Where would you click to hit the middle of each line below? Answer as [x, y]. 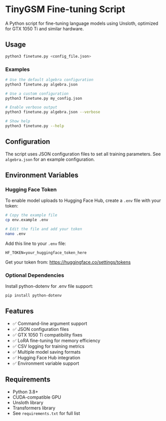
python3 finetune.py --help [35, 126]
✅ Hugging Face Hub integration [46, 357]
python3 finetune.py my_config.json [44, 98]
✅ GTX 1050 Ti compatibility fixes [47, 334]
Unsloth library [28, 402]
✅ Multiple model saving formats [46, 352]
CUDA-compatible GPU [37, 397]
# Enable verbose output [31, 107]
